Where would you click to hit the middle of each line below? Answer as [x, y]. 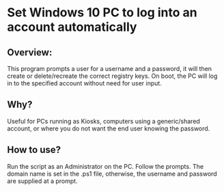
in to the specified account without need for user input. [84, 83]
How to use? [34, 150]
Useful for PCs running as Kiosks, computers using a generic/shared [103, 121]
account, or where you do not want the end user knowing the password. [109, 128]
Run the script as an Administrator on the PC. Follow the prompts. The [105, 166]
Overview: [30, 52]
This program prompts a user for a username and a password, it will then [110, 69]
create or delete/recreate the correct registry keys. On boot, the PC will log [112, 76]
